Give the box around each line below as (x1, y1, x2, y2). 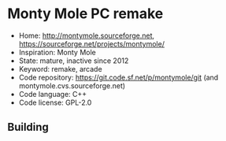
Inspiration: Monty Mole (18, 47, 96, 57)
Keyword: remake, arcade (18, 64, 103, 73)
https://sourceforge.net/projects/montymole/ (18, 39, 165, 48)
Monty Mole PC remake (7, 5, 164, 23)
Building (7, 121, 49, 134)
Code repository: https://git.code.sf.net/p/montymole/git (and (18, 72, 219, 82)
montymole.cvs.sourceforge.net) (18, 80, 126, 91)
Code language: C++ (18, 89, 87, 98)
